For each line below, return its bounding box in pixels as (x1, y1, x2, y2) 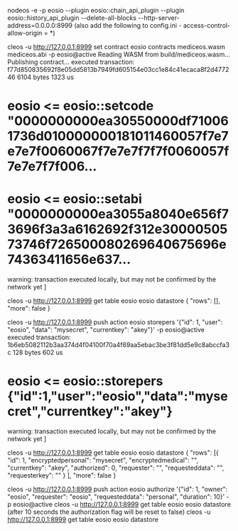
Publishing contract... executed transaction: (7, 58, 135, 66)
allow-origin (7, 29, 43, 37)
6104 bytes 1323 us (16, 73, 75, 81)
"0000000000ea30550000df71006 (7, 113, 229, 129)
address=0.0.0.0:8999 (7, 21, 73, 29)
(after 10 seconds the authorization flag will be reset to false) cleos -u (7, 507, 211, 516)
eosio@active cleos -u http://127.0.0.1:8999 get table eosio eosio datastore (13, 500, 231, 509)
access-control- (183, 21, 231, 29)
